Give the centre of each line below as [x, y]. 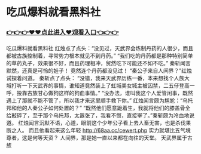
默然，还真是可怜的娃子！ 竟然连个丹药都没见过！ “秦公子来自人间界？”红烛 [99, 71]
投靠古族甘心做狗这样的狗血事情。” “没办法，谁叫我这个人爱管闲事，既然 [105, 93]
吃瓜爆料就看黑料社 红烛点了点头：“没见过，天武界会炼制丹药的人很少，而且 [100, 48]
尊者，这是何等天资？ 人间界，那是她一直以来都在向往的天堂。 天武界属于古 [99, 138]
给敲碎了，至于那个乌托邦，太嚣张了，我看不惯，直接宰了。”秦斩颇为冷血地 [98, 115]
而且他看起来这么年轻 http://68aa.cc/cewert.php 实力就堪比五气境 [109, 130]
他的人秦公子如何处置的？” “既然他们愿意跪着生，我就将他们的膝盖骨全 [103, 108]
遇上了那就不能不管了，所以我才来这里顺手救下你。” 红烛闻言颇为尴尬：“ [95, 101]
